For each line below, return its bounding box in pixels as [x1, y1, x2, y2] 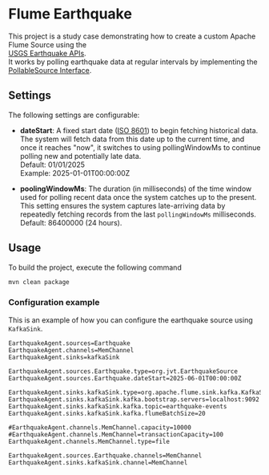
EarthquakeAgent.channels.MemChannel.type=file [8, 437, 171, 445]
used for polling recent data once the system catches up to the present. [19, 192, 257, 201]
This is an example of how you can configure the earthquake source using [8, 315, 254, 325]
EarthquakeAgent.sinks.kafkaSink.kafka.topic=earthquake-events [8, 402, 227, 410]
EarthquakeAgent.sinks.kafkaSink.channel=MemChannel [8, 458, 188, 466]
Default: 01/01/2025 [19, 160, 86, 169]
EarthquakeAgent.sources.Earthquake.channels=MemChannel [8, 451, 203, 460]
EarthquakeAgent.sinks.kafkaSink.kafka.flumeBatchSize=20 [8, 409, 206, 417]
